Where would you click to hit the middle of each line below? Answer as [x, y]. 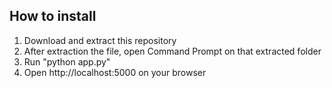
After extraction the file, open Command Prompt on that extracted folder [172, 51]
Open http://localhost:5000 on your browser [115, 72]
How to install [53, 16]
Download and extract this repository [100, 40]
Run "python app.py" [67, 61]
